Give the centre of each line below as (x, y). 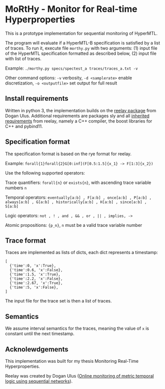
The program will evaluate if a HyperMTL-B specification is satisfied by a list (83, 43)
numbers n (16, 188)
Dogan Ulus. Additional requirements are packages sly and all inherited (77, 116)
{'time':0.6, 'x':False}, (36, 270)
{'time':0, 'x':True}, (33, 266)
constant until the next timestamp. (40, 334)
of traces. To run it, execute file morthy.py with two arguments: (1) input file (81, 48)
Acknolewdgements (37, 349)
